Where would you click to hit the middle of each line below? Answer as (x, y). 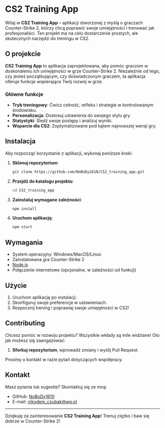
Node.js (20, 265)
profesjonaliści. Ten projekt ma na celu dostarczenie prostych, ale (72, 33)
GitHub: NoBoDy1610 (33, 396)
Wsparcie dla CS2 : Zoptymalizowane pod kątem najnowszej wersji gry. (84, 126)
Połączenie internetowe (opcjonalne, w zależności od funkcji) (74, 270)
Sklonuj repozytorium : (35, 163)
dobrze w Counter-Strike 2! (33, 421)
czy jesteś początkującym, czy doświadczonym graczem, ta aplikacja (75, 76)
